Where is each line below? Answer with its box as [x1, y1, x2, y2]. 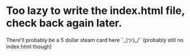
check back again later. [6, 16, 122, 30]
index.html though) [6, 43, 52, 50]
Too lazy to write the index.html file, [6, 4, 185, 17]
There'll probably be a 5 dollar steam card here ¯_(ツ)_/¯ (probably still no [6, 36, 184, 43]
